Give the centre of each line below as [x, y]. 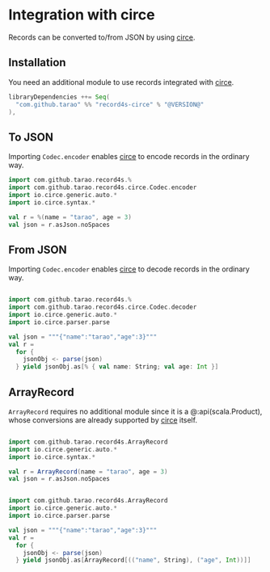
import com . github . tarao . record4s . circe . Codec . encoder [103, 187]
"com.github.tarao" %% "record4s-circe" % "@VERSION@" [110, 104]
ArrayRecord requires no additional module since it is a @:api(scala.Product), [135, 411]
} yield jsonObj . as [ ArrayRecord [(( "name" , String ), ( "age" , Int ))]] [133, 560]
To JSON [31, 137]
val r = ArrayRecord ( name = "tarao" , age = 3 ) [88, 471]
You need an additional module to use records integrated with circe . [121, 82]
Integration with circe [82, 15]
